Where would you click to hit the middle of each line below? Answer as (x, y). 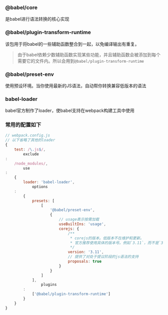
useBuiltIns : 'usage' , (82, 224)
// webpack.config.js (28, 135)
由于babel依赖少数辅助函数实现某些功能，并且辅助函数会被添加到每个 (89, 55)
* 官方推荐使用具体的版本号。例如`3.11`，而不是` (115, 243)
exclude (31, 154)
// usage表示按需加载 (79, 220)
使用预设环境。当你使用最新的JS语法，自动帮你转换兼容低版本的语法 (76, 86)
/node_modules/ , (31, 164)
